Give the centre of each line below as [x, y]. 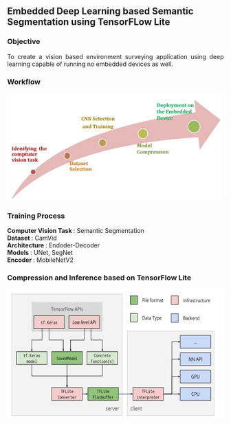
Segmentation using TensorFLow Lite [89, 22]
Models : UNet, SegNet [40, 253]
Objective [24, 42]
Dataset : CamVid [32, 238]
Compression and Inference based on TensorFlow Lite [99, 278]
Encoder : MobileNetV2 [41, 260]
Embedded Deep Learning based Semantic [100, 11]
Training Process [36, 216]
